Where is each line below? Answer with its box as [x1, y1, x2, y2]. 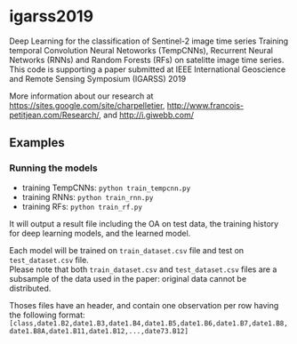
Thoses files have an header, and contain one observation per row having [9, 300, 279, 310]
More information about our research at [9, 91, 154, 101]
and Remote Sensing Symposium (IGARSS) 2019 [9, 73, 187, 84]
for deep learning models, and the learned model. [9, 228, 191, 238]
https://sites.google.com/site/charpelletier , [9, 100, 165, 110]
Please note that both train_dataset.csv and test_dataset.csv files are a [9, 264, 277, 275]
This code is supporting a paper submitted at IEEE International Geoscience [9, 64, 286, 75]
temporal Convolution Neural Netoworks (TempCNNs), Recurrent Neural [9, 44, 274, 55]
